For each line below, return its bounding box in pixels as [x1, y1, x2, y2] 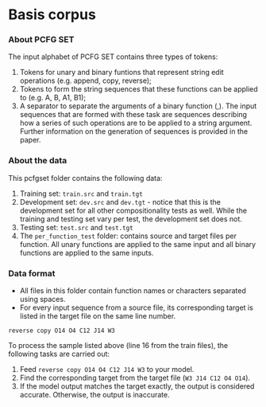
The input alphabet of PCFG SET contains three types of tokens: [8, 52, 218, 61]
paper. [19, 135, 41, 145]
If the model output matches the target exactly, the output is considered [19, 382, 255, 391]
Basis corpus [8, 6, 97, 24]
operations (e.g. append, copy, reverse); [19, 76, 152, 85]
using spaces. [19, 295, 66, 304]
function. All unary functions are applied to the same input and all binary [19, 239, 256, 249]
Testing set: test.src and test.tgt [19, 222, 133, 232]
